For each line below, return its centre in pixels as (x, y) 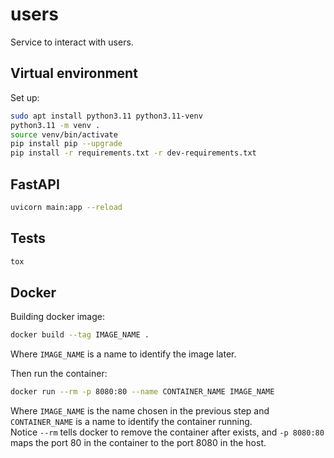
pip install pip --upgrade (66, 144)
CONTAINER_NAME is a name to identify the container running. (131, 422)
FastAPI (35, 184)
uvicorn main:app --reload (66, 207)
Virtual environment (74, 73)
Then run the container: (59, 374)
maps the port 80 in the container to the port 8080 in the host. (138, 443)
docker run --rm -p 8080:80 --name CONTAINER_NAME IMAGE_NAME (142, 392)
